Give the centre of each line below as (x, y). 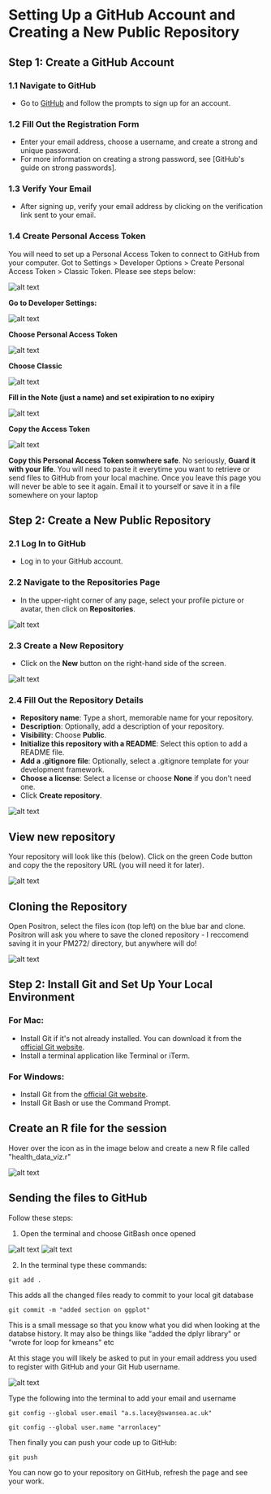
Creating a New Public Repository (124, 32)
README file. (42, 752)
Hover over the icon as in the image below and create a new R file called (129, 1148)
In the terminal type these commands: (84, 1265)
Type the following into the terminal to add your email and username (123, 1398)
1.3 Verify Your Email (50, 189)
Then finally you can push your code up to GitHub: (92, 1442)
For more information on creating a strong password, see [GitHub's (132, 159)
